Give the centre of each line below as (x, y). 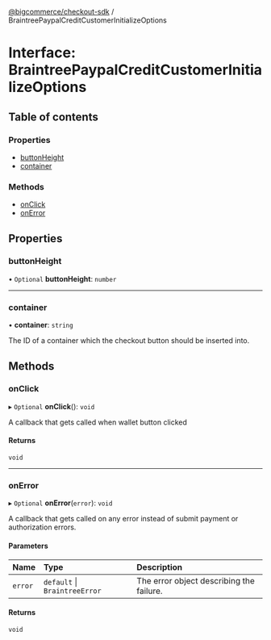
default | (60, 582)
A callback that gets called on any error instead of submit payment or (123, 519)
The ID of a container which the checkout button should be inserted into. (129, 341)
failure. (150, 591)
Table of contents (53, 117)
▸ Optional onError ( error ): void (60, 503)
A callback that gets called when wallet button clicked (98, 422)
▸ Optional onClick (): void (52, 406)
